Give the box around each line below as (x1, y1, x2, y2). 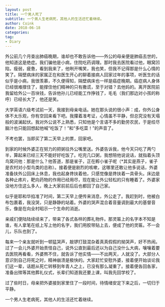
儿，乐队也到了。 (5, 228, 40, 234)
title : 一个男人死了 (5, 12, 43, 17)
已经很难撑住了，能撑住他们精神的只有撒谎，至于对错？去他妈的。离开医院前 (5, 84, 160, 90)
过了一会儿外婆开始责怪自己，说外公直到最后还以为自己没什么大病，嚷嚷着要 (5, 245, 160, 251)
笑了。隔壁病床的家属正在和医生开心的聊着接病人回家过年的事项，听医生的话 (5, 72, 160, 78)
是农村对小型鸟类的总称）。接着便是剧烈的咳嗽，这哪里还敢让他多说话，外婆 (5, 164, 158, 170)
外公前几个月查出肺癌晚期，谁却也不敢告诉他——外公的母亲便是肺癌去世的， (5, 53, 160, 59)
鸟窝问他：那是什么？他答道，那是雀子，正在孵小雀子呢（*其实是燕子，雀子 (5, 158, 158, 164)
